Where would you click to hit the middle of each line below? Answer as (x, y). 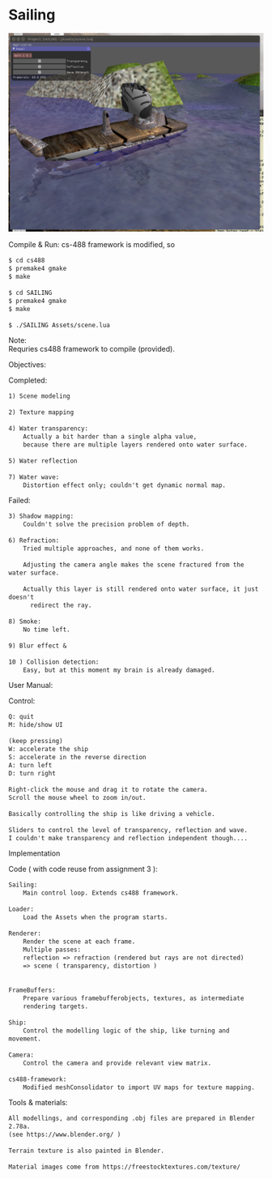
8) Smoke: (25, 622)
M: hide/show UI (36, 725)
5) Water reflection (43, 461)
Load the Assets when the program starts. (96, 917)
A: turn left (30, 766)
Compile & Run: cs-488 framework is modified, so (92, 245)
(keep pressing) (36, 741)
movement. (25, 1039)
